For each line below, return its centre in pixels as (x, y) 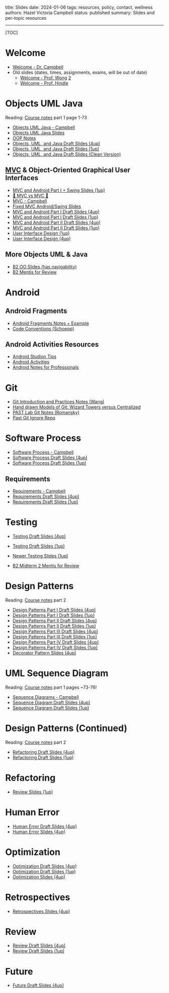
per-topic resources (26, 18)
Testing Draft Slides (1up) (39, 546)
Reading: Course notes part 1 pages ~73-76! (51, 687)
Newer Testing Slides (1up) (40, 556)
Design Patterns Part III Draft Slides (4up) (55, 631)
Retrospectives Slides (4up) (41, 911)
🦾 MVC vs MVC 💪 (30, 195)
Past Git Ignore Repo (34, 418)
